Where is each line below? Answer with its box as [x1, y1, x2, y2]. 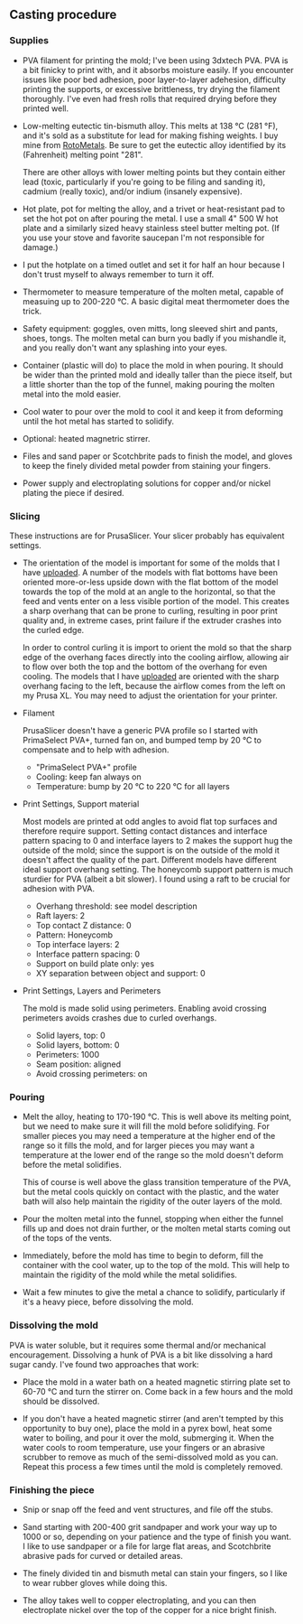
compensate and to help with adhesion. [22, 744, 170, 755]
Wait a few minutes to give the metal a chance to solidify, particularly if [22, 1287, 286, 1298]
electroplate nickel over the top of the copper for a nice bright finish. [22, 1604, 277, 1615]
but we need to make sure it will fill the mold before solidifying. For [22, 1121, 271, 1132]
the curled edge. [22, 624, 85, 635]
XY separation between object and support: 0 [35, 967, 206, 978]
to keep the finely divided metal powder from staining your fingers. [22, 460, 271, 471]
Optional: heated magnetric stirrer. [22, 433, 151, 443]
